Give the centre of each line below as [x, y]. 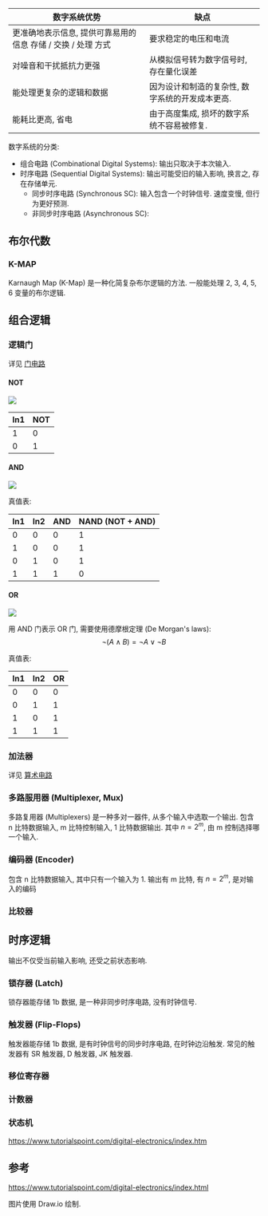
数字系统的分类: [34, 146]
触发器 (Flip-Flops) [45, 1025]
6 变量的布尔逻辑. [37, 292]
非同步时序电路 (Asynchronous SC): [91, 213]
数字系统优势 [77, 17]
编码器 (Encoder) [41, 859]
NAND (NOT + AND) [117, 521]
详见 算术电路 [30, 775]
